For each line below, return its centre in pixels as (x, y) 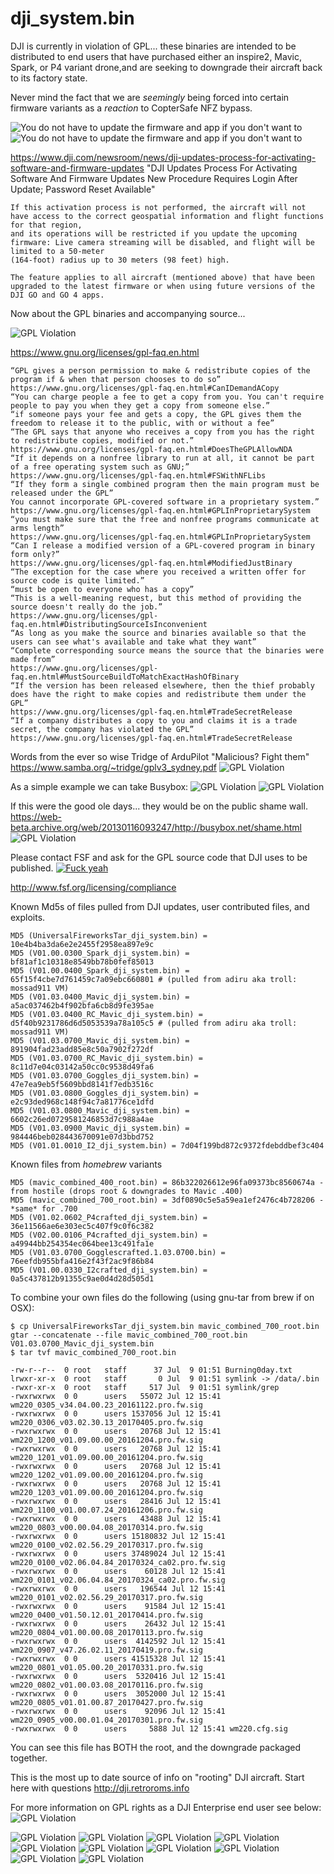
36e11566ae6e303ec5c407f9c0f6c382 (82, 1226)
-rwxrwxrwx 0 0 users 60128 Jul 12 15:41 (118, 1571)
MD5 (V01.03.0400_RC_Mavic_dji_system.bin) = (106, 1014)
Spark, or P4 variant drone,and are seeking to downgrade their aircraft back (166, 67)
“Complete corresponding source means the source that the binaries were (167, 650)
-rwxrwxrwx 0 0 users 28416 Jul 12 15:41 (116, 1501)
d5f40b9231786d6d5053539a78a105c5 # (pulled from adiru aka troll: (154, 1023)
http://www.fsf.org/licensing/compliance (93, 887)
